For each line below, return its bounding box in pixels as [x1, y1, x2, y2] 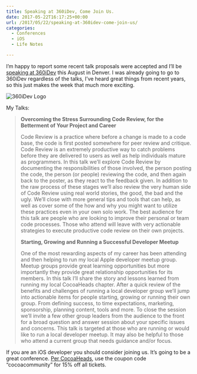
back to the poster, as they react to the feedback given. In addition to [20, 177, 188, 184]
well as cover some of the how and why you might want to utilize [20, 202, 178, 209]
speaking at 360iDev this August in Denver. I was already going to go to [6, 69, 180, 76]
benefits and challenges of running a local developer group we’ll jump [20, 287, 190, 294]
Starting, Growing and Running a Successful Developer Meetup [20, 238, 179, 245]
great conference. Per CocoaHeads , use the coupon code [6, 355, 146, 362]
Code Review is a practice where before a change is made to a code [20, 133, 186, 140]
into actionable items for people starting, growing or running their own [20, 293, 191, 300]
